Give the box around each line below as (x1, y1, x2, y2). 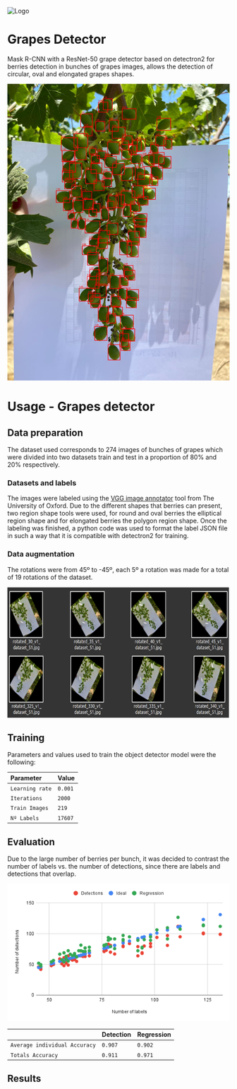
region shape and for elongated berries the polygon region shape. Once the (7, 516, 227, 525)
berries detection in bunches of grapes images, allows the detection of (7, 62, 213, 71)
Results (7, 1073, 42, 1085)
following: (7, 758, 36, 766)
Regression (137, 1030, 171, 1039)
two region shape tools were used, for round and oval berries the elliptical (7, 509, 222, 518)
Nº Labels (10, 814, 39, 822)
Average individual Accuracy (10, 1042, 97, 1049)
